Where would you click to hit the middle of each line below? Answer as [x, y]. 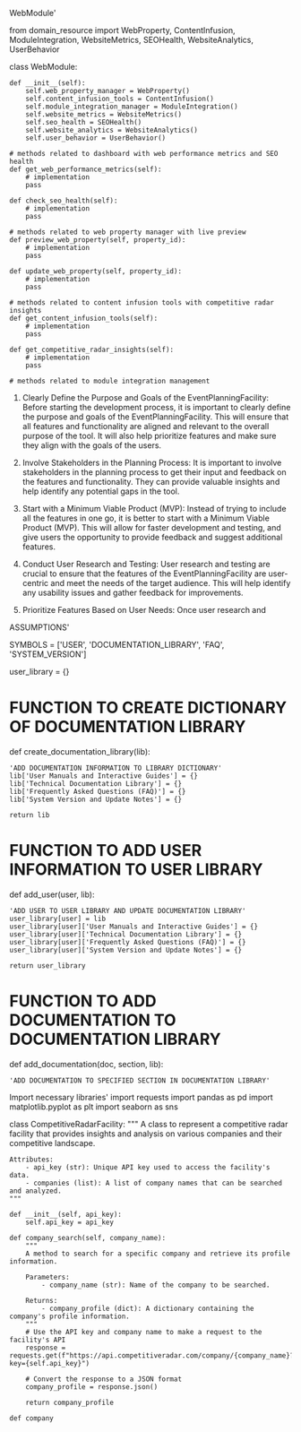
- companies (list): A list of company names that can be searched [154, 1183]
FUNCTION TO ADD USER [106, 851]
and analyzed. [36, 1191]
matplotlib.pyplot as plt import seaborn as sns [94, 1107]
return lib [30, 815]
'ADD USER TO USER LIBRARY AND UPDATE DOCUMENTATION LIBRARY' [128, 910]
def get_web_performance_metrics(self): [86, 169]
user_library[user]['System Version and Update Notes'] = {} [126, 950]
